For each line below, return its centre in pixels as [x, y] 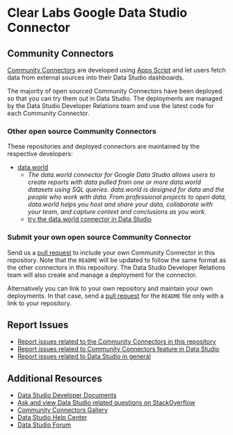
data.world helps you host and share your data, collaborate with [120, 204]
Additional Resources [55, 378]
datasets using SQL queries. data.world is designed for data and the [126, 190]
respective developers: [40, 154]
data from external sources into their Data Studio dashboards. [96, 77]
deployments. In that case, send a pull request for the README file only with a [115, 296]
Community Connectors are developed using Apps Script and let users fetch [116, 70]
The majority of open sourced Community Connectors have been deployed [115, 91]
